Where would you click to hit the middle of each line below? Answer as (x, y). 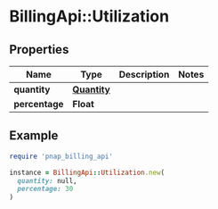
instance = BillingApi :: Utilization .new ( (87, 172)
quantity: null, (47, 180)
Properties (39, 50)
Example (34, 136)
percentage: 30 (45, 189)
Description (144, 75)
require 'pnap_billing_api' (61, 156)
